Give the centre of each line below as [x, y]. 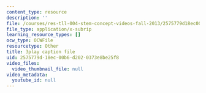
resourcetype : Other [33, 46]
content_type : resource [37, 12]
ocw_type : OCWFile [30, 40]
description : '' [27, 18]
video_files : [23, 63]
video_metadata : [27, 75]
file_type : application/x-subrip [49, 29]
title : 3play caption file [41, 52]
